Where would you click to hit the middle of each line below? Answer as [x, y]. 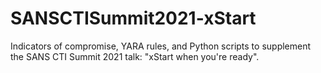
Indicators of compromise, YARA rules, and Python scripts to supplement [161, 46]
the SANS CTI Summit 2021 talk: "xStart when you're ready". [135, 56]
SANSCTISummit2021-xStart [133, 18]
